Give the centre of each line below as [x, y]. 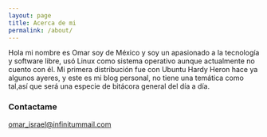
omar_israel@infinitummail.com [60, 124]
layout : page [30, 15]
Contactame [33, 107]
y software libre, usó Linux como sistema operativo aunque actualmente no [132, 61]
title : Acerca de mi [43, 23]
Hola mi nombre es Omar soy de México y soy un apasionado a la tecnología [134, 53]
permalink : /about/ [41, 30]
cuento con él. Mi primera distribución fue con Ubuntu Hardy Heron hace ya [133, 70]
